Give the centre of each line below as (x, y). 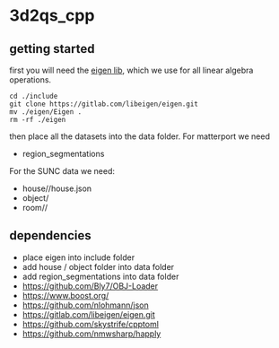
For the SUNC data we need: (62, 171)
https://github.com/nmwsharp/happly (92, 334)
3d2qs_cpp (52, 16)
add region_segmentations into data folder (100, 276)
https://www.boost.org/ (65, 295)
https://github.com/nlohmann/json (86, 305)
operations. (31, 80)
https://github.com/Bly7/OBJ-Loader (90, 286)
